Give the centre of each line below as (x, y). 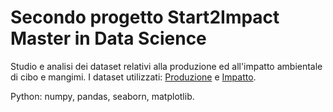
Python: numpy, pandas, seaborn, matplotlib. (102, 96)
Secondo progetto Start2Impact (145, 17)
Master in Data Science (108, 38)
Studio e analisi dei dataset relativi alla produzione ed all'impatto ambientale (166, 66)
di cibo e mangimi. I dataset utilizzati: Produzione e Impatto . (133, 77)
